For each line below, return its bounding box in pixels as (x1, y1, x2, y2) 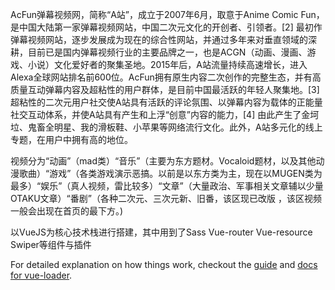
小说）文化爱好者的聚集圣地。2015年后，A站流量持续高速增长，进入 (27, 59, 308, 70)
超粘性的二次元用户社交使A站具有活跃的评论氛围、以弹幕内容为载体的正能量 (10, 96, 323, 108)
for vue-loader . (10, 269, 73, 281)
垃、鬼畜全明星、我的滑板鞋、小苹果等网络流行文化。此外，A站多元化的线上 (10, 121, 323, 133)
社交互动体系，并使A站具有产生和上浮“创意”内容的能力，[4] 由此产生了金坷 (10, 109, 320, 120)
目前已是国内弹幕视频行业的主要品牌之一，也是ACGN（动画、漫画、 (27, 46, 308, 58)
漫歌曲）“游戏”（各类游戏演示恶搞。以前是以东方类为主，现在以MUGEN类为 (10, 168, 323, 179)
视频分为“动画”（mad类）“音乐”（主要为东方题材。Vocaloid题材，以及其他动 (10, 155, 325, 167)
